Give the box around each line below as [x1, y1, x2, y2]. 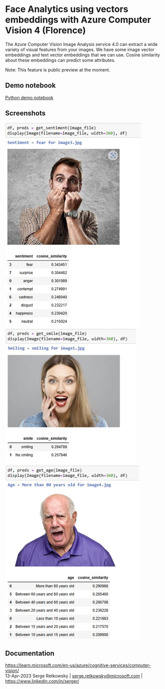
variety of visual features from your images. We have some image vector [5, 46, 155, 52]
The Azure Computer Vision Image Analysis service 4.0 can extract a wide [5, 41, 158, 47]
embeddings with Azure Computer [5, 14, 151, 25]
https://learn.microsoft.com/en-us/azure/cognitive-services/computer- [5, 663, 151, 669]
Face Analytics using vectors [5, 3, 129, 15]
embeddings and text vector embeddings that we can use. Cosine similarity [5, 51, 161, 58]
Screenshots [5, 109, 46, 118]
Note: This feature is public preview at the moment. [5, 66, 111, 73]
